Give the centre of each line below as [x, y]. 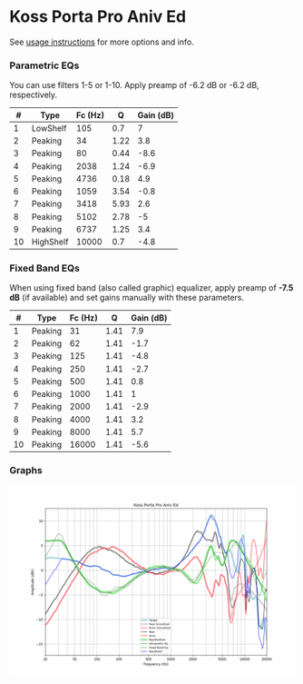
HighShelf [50, 242]
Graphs [26, 471]
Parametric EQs [44, 65]
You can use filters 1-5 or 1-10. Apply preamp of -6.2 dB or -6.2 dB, [135, 85]
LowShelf [49, 128]
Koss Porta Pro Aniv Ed [98, 17]
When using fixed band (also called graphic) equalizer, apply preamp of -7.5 [151, 288]
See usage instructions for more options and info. [102, 42]
